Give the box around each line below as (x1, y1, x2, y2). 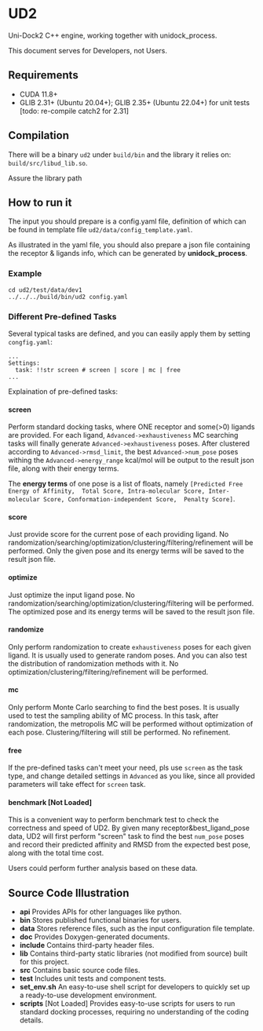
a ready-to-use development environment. (19, 990, 157, 1000)
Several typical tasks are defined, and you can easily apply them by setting (8, 329, 251, 338)
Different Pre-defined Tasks (8, 311, 117, 322)
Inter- (208, 487, 230, 495)
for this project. (19, 957, 69, 967)
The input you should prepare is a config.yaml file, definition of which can (8, 217, 247, 226)
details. (19, 1015, 44, 1025)
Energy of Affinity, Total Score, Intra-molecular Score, (8, 487, 206, 495)
